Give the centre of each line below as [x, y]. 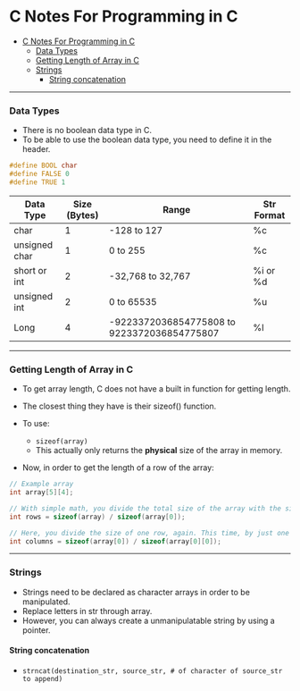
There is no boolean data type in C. [87, 131]
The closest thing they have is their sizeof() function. [119, 406]
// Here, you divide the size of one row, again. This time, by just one [150, 533]
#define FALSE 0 [39, 174]
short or [30, 270]
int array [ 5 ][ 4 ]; [42, 493]
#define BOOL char [43, 166]
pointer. [36, 630]
